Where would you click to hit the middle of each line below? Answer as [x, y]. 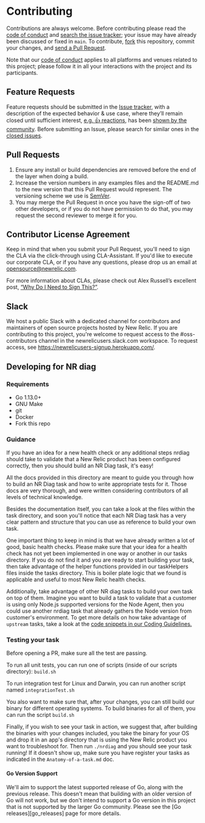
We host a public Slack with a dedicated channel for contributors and [93, 321]
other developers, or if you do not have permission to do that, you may [104, 209]
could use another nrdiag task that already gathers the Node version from [99, 611]
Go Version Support [32, 773]
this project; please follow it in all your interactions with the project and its [99, 66]
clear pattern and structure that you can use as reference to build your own [101, 522]
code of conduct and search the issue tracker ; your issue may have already [102, 34]
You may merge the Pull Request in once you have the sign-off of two [103, 202]
